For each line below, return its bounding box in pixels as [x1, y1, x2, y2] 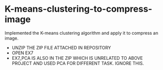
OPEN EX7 [11, 50, 34, 56]
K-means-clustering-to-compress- [4, 3, 153, 15]
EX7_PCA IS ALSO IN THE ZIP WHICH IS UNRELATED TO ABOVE [11, 55, 143, 61]
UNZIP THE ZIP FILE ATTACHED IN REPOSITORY [11, 45, 111, 50]
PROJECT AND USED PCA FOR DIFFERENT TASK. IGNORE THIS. [11, 60, 144, 66]
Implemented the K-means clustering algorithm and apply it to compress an [4, 30, 159, 36]
